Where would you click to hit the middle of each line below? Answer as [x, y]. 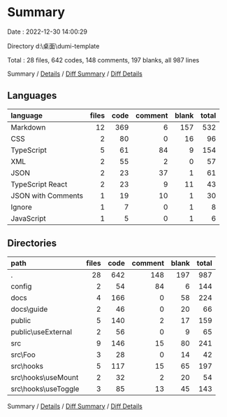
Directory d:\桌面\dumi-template [53, 46]
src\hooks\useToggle [45, 388]
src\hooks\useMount [45, 377]
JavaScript [29, 218]
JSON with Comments [47, 196]
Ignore [22, 207]
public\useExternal [41, 331]
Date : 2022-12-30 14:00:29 [47, 32]
